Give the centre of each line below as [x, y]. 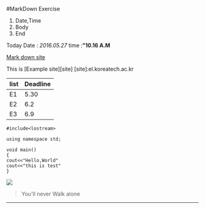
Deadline [38, 84]
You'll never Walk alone [51, 194]
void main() [21, 150]
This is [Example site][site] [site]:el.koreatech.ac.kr [70, 69]
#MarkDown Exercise [33, 9]
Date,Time [28, 20]
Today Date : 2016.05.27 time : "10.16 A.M [59, 45]
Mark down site [26, 57]
